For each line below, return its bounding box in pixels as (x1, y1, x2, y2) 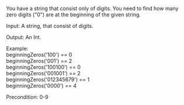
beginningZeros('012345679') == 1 (6, 76, 90, 83)
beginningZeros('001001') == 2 (6, 70, 81, 76)
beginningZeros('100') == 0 (6, 51, 72, 58)
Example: (6, 45, 29, 52)
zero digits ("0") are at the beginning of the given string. (6, 11, 141, 18)
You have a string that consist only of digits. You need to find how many (6, 5, 179, 12)
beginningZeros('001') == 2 (6, 58, 72, 64)
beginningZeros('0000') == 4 (6, 82, 77, 89)
